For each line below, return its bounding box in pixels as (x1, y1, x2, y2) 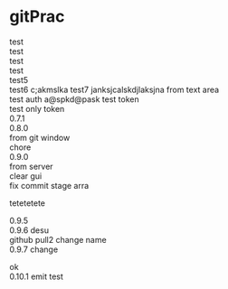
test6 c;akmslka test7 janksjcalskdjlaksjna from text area (9, 84, 220, 95)
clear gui (9, 170, 43, 182)
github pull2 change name (9, 234, 107, 245)
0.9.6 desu (9, 224, 50, 236)
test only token (9, 103, 65, 114)
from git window (9, 132, 71, 143)
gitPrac (9, 6, 65, 27)
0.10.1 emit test (9, 271, 63, 282)
